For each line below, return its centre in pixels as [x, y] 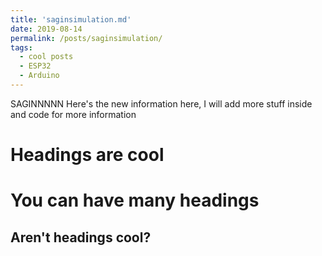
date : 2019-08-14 [46, 29]
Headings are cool [87, 155]
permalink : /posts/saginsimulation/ [86, 38]
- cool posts [46, 57]
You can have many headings [135, 200]
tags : [21, 47]
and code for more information [73, 114]
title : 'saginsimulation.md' [71, 19]
